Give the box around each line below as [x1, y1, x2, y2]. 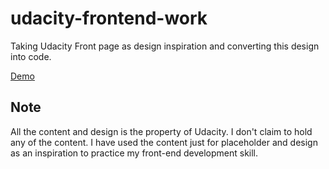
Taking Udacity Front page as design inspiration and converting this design [10, 40, 320, 52]
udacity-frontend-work [10, 7, 208, 30]
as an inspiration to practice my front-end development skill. [10, 147, 259, 159]
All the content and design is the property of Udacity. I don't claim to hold [10, 125, 313, 137]
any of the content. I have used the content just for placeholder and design [10, 136, 318, 148]
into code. [10, 50, 52, 62]
